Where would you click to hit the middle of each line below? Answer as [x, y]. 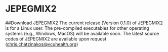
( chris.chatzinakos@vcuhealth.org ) [42, 44]
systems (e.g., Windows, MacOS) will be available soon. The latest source [82, 33]
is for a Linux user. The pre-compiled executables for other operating [77, 28]
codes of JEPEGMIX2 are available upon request [56, 39]
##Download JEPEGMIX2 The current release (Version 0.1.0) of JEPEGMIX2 [84, 23]
